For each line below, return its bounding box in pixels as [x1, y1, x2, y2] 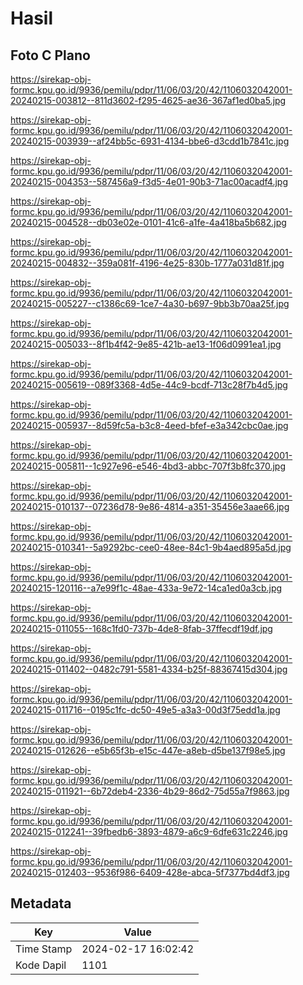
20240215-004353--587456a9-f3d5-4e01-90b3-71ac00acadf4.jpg [10, 176, 289, 187]
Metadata [10, 895, 72, 912]
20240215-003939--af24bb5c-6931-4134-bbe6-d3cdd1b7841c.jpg [10, 135, 290, 147]
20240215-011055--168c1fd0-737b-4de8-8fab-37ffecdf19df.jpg [10, 623, 273, 634]
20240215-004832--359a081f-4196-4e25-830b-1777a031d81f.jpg [10, 257, 285, 269]
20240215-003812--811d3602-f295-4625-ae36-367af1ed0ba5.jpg [10, 95, 287, 106]
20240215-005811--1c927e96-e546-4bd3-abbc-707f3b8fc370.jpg [10, 460, 286, 472]
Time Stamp [15, 942, 73, 956]
